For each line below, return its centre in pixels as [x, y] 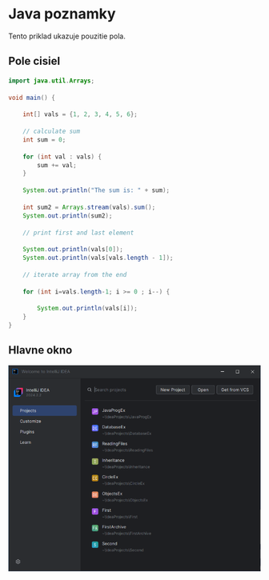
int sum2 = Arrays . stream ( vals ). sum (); [89, 207]
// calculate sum [52, 131]
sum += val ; [57, 165]
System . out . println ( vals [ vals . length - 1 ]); [98, 258]
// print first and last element [78, 233]
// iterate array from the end [75, 274]
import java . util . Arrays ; [51, 81]
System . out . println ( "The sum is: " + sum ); [96, 190]
